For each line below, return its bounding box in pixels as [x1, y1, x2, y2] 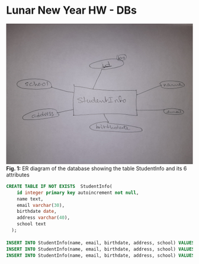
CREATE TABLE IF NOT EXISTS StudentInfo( [6, 183, 113, 189]
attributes [6, 171, 30, 178]
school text [17, 221, 46, 227]
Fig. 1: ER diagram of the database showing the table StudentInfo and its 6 [6, 165, 187, 172]
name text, [17, 196, 44, 202]
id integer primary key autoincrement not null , [17, 190, 139, 196]
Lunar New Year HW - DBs [6, 4, 137, 17]
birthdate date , [17, 209, 57, 215]
